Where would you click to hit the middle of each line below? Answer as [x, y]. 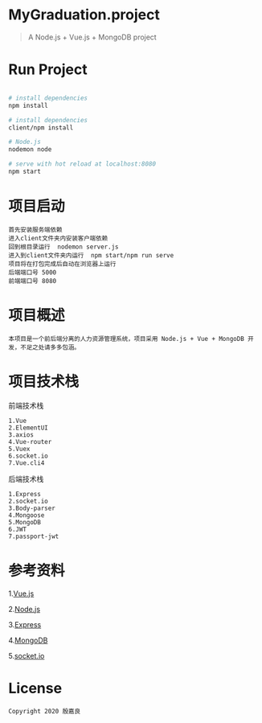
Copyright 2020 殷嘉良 [45, 711]
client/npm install [41, 127]
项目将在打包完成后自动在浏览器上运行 [62, 264]
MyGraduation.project [84, 15]
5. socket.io [27, 655]
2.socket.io [28, 501]
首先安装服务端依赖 [35, 230]
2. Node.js [25, 609]
